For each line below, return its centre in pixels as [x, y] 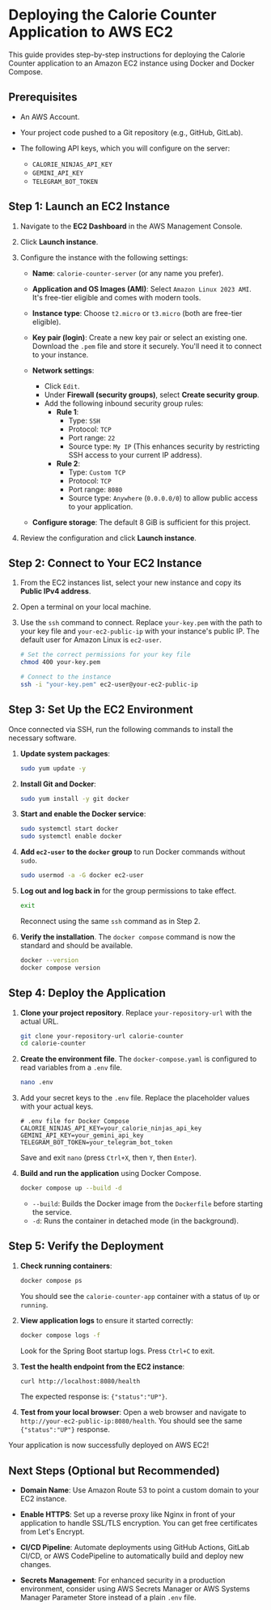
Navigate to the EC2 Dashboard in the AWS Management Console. [131, 226]
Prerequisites [43, 98]
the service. [52, 1212]
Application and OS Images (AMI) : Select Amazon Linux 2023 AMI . [142, 288]
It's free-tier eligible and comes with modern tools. [116, 297]
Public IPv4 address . [55, 591]
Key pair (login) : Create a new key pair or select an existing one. [140, 337]
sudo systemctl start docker [69, 829]
